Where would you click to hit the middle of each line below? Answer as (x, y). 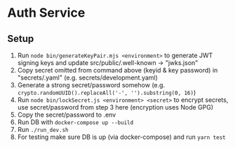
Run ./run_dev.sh (43, 129)
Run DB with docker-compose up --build (75, 122)
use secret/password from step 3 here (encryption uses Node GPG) (115, 107)
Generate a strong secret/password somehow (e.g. (91, 85)
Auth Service (46, 13)
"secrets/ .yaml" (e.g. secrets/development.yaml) (87, 77)
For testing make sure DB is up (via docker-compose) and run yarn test (121, 137)
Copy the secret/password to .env (67, 114)
